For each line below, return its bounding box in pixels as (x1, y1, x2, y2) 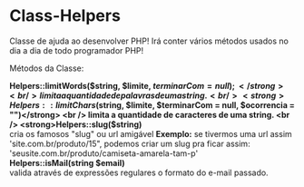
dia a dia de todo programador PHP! (9, 44, 144, 55)
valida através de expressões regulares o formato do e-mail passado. (9, 167, 270, 178)
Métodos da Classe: (9, 63, 84, 74)
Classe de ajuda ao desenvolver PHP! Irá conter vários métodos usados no (9, 35, 289, 46)
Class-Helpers (9, 5, 121, 26)
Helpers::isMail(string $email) (9, 157, 125, 168)
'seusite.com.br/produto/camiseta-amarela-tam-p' (9, 147, 199, 159)
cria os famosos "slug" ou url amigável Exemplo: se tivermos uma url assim (9, 128, 292, 139)
